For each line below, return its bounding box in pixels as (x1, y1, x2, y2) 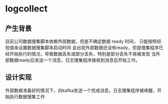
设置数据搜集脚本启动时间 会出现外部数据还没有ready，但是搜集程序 (18, 44, 159, 50)
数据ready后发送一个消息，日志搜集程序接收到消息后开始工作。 (9, 57, 140, 63)
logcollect (5, 3, 48, 14)
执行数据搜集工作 (9, 93, 45, 99)
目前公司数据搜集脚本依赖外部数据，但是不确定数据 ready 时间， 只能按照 (5, 38, 157, 44)
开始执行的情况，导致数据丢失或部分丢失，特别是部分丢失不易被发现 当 (9, 51, 156, 56)
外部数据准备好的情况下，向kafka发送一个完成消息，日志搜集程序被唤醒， (5, 87, 157, 93)
